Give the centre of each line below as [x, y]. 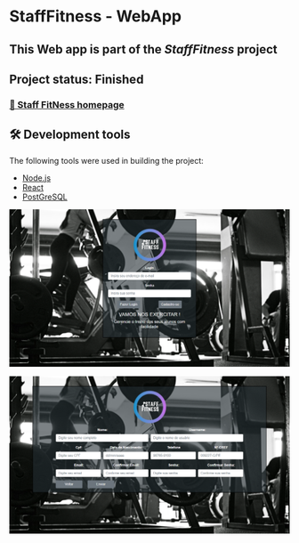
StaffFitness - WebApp [96, 16]
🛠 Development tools [70, 135]
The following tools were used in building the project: [107, 160]
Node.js [36, 178]
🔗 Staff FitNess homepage [67, 104]
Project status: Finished [77, 79]
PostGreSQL [45, 197]
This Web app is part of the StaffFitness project [143, 49]
